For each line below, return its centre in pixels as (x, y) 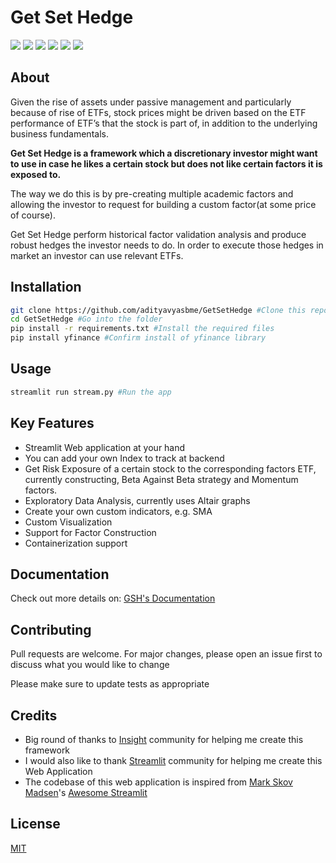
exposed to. (36, 174)
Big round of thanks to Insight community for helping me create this (164, 739)
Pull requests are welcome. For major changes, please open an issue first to (166, 654)
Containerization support (76, 543)
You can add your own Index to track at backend (124, 458)
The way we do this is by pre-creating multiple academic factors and (152, 193)
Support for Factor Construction (90, 532)
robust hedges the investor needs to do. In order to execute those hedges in (167, 245)
